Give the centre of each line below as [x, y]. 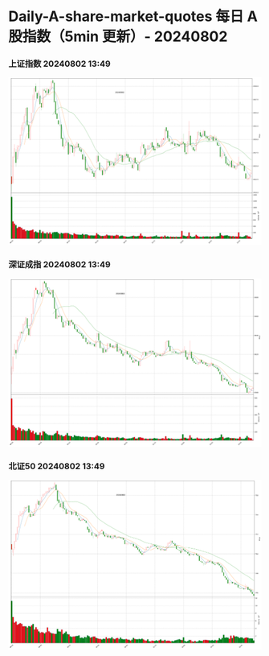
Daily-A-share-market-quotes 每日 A [133, 17]
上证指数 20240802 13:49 [59, 64]
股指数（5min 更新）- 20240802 [118, 37]
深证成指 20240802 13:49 [59, 265]
